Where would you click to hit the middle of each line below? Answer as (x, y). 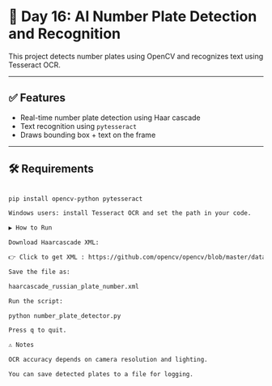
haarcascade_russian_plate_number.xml (74, 286)
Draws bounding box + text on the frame (88, 135)
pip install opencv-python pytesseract (76, 199)
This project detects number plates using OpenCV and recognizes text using (136, 56)
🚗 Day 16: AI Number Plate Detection (133, 17)
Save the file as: (39, 272)
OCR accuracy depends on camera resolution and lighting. (108, 360)
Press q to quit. (38, 330)
